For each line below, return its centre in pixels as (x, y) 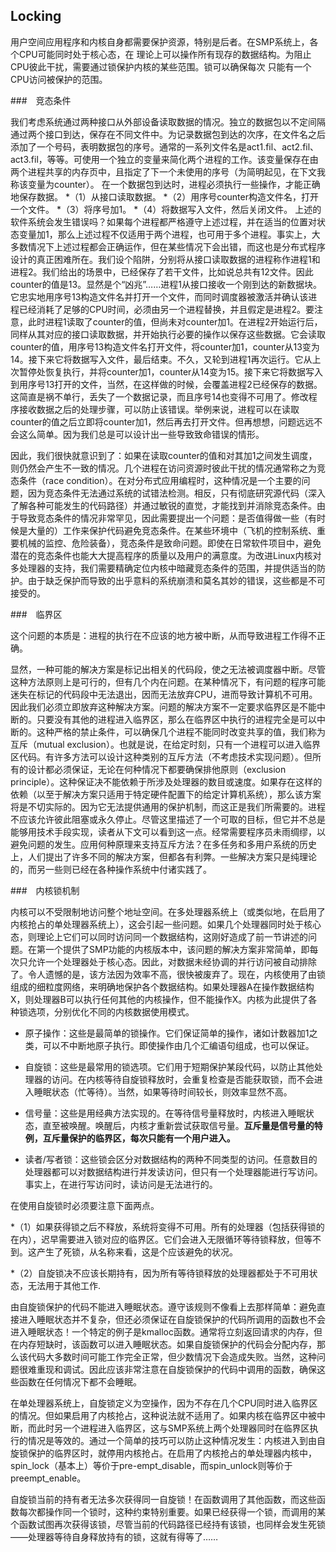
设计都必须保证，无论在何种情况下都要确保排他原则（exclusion (157, 769)
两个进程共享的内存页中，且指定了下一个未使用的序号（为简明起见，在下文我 (168, 171)
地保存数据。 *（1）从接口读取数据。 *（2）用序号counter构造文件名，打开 (164, 196)
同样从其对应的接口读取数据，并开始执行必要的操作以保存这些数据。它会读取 (168, 334)
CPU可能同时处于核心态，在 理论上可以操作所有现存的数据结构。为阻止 (165, 54)
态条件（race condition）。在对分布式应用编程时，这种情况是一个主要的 (156, 480)
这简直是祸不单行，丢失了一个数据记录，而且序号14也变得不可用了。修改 (159, 396)
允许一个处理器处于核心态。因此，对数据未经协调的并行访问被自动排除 (172, 961)
